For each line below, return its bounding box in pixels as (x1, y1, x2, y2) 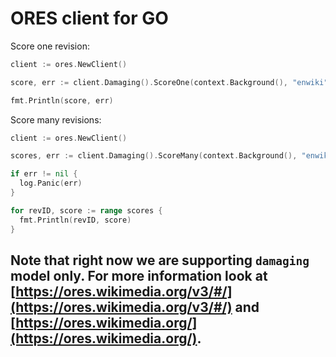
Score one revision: (10, 40, 90, 52)
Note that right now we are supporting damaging (10, 252, 310, 269)
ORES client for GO (10, 7, 169, 30)
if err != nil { (10, 169, 78, 179)
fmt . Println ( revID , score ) (19, 215, 132, 225)
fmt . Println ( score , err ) (10, 95, 114, 106)
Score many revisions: (10, 113, 102, 126)
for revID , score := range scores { (10, 205, 163, 216)
